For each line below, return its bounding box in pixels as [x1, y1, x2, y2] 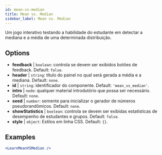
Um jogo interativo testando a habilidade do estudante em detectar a [5, 30, 143, 36]
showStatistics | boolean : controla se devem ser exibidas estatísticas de [12, 108, 158, 115]
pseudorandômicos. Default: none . [12, 103, 81, 109]
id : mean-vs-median [5, 7, 45, 12]
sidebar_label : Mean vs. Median [5, 16, 71, 21]
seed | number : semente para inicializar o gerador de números [12, 98, 135, 104]
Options [5, 49, 30, 57]
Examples [5, 133, 36, 141]
